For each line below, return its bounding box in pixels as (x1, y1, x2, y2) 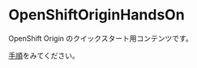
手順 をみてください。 (8, 50, 79, 60)
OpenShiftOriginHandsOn (8, 6, 185, 24)
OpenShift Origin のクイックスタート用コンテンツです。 (8, 33, 193, 43)
